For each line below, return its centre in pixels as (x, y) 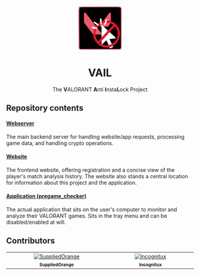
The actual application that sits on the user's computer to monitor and (92, 209)
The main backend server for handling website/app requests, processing (95, 137)
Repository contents (45, 108)
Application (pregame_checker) (46, 196)
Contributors (31, 241)
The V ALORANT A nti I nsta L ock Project (100, 89)
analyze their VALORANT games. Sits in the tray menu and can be (87, 215)
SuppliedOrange (57, 265)
